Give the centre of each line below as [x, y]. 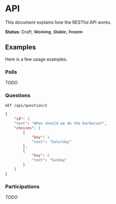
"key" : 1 [40, 137]
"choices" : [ [27, 128]
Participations [22, 186]
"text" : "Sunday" [49, 160]
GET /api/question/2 [26, 106]
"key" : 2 [40, 156]
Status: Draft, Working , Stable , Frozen [44, 32]
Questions [18, 95]
